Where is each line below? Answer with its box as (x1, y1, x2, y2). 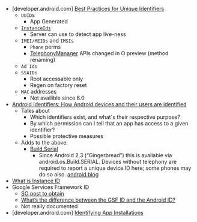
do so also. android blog (38, 171, 99, 178)
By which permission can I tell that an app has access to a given (29, 120, 189, 127)
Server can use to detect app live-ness (29, 31, 126, 38)
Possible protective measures (29, 133, 103, 140)
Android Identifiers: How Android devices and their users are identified (11, 101, 187, 107)
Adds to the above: (20, 139, 68, 146)
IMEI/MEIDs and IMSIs (20, 37, 74, 44)
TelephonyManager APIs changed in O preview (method (29, 50, 169, 56)
